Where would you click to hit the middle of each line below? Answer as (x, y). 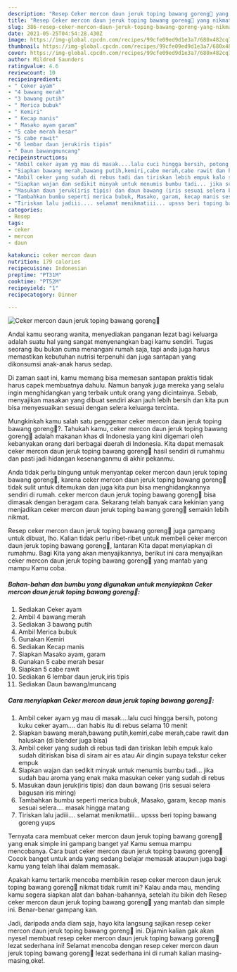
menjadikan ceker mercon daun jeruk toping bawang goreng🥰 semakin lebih (118, 510)
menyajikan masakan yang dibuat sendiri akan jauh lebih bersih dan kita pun (118, 400)
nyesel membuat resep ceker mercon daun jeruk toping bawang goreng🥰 (114, 938)
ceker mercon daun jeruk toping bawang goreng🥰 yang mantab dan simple (116, 902)
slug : (16, 27)
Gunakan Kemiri (41, 639)
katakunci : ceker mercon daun (52, 255)
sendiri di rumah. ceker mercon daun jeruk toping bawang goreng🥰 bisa (112, 495)
